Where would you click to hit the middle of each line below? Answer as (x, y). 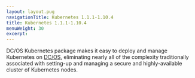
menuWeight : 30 (25, 28)
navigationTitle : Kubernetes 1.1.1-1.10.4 (60, 17)
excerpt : (17, 34)
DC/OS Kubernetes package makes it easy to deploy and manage (87, 51)
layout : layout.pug (31, 12)
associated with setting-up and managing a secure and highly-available (94, 64)
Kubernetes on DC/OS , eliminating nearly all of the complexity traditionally (98, 57)
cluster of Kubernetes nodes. (42, 70)
